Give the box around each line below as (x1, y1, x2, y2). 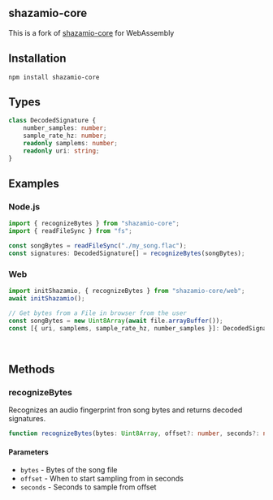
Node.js (8, 201, 41, 212)
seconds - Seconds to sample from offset (19, 482, 157, 492)
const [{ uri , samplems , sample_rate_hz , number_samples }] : (8, 324, 220, 332)
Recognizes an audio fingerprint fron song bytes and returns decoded (8, 405, 243, 415)
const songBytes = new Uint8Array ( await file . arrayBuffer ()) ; (8, 317, 223, 325)
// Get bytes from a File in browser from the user (8, 308, 187, 317)
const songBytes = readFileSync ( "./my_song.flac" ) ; (8, 242, 187, 250)
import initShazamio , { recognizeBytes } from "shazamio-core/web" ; (8, 287, 245, 295)
